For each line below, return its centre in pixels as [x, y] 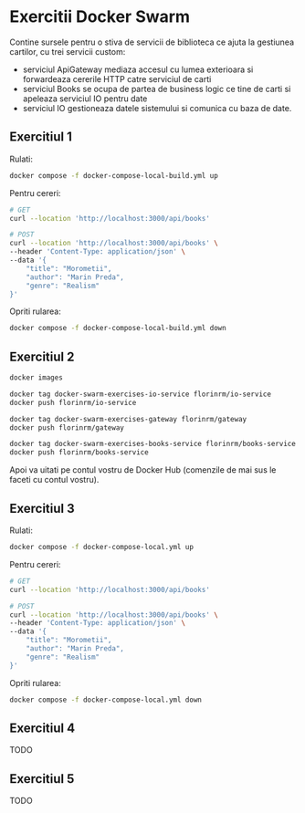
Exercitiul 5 [42, 779]
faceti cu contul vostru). [54, 480]
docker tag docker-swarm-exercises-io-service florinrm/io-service [141, 394]
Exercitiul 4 [42, 728]
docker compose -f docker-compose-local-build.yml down [118, 328]
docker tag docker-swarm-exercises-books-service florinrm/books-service [153, 444]
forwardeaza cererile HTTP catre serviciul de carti [117, 78]
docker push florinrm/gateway [67, 427]
